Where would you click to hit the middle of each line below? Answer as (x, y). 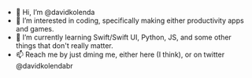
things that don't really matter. (65, 46)
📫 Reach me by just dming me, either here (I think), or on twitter (120, 54)
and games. (35, 29)
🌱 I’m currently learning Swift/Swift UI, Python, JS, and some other (124, 37)
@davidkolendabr (44, 66)
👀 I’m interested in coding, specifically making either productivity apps (130, 20)
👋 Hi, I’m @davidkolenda (55, 12)
